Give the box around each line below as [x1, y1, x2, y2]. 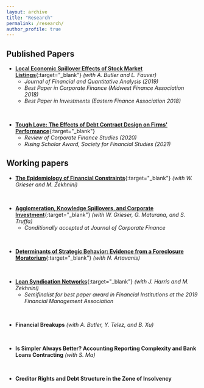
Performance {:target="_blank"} [15, 128, 96, 135]
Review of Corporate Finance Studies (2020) [24, 134, 137, 141]
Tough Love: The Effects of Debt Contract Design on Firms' [15, 121, 168, 128]
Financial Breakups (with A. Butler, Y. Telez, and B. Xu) [15, 321, 154, 328]
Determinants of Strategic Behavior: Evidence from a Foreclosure [15, 247, 184, 255]
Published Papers [6, 48, 75, 59]
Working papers [6, 158, 69, 169]
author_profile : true [6, 26, 62, 32]
